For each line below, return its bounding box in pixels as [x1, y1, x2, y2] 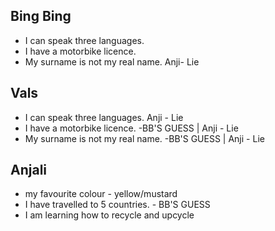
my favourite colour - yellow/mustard [24, 188, 178, 200]
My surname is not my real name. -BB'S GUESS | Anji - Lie [24, 132, 265, 144]
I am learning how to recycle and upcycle [24, 209, 195, 221]
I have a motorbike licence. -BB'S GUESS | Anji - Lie [24, 122, 239, 134]
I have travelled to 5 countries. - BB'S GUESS [24, 199, 211, 211]
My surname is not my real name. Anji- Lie [24, 55, 200, 68]
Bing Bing [10, 8, 72, 25]
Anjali [10, 162, 48, 179]
